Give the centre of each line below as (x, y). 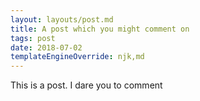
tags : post (33, 38)
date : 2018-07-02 (46, 47)
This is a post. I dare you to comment (86, 85)
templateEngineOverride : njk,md (77, 57)
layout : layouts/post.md (62, 19)
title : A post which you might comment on (100, 29)
